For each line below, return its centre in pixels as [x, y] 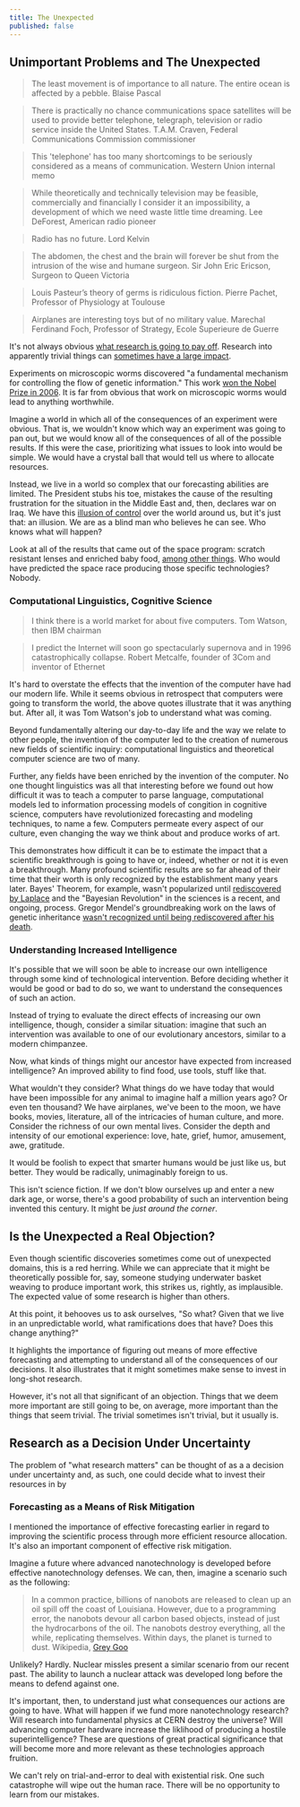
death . [21, 926]
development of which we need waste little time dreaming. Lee [147, 212]
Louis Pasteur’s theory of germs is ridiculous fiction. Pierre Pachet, [154, 293]
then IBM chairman [66, 630]
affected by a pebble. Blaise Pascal [96, 93]
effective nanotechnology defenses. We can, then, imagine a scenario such [148, 1572]
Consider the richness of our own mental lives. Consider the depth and [140, 1126]
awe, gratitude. [37, 1145]
